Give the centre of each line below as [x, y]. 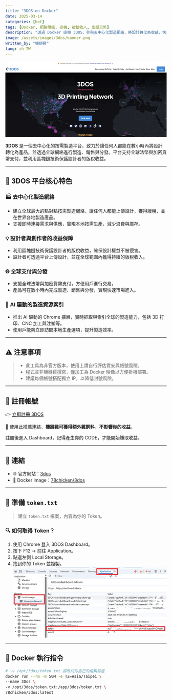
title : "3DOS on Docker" [32, 11]
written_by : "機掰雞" [27, 44]
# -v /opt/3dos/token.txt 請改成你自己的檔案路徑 [55, 671]
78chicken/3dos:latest [29, 693]
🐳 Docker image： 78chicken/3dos [49, 480]
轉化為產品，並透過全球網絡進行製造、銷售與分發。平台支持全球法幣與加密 [84, 152]
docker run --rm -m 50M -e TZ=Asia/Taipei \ [53, 676]
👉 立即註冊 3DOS [25, 414]
